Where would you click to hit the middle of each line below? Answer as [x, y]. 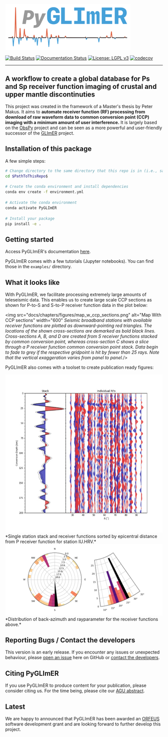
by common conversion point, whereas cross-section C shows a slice [77, 342]
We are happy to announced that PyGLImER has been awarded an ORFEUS [82, 718]
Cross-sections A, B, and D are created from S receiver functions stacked [81, 336]
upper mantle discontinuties [50, 94]
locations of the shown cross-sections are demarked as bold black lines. [80, 331]
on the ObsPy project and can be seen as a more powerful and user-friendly [84, 128]
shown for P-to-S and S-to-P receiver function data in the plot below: [76, 305]
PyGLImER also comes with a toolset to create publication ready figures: [79, 367]
